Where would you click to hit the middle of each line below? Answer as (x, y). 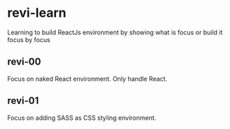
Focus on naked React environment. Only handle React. (87, 79)
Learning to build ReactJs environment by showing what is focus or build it (115, 32)
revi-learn (37, 13)
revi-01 (23, 101)
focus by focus (29, 39)
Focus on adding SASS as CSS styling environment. (82, 118)
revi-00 (24, 62)
